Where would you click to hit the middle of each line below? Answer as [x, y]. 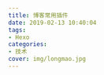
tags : [17, 30]
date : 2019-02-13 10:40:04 [52, 23]
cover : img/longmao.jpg [47, 59]
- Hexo [19, 37]
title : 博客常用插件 [38, 15]
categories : [28, 45]
